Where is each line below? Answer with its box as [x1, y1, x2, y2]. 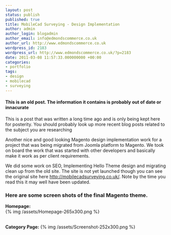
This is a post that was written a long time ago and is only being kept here [5, 116, 160, 122]
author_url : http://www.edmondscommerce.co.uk [5, 41, 106, 46]
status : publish [5, 12, 40, 17]
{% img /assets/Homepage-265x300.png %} [5, 208, 100, 215]
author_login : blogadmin [5, 31, 58, 36]
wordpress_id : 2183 [5, 45, 47, 50]
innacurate [5, 105, 29, 111]
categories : [5, 60, 31, 65]
